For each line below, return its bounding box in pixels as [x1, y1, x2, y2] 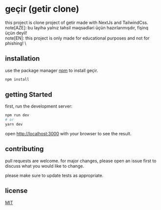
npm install [5, 77, 29, 82]
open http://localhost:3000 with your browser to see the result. [5, 131, 132, 137]
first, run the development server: [5, 104, 73, 109]
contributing [5, 145, 44, 153]
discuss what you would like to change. [5, 163, 84, 169]
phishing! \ [5, 40, 27, 46]
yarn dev [5, 122, 23, 127]
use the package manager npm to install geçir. [5, 67, 99, 73]
